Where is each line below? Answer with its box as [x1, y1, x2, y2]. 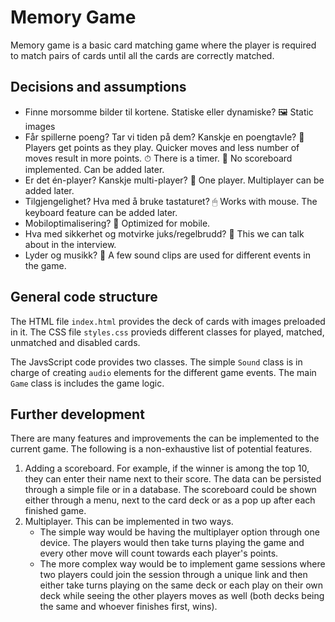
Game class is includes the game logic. [10, 377, 165, 389]
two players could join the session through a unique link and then [39, 569, 308, 581]
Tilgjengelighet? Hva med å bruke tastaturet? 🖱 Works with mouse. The [24, 195, 318, 207]
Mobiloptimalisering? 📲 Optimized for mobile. [24, 217, 211, 229]
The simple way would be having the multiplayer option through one [39, 526, 320, 538]
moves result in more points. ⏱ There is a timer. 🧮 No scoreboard [24, 152, 293, 164]
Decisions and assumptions [10, 79, 187, 96]
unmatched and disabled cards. [10, 336, 141, 348]
